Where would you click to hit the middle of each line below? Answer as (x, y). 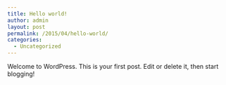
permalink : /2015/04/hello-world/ (58, 33)
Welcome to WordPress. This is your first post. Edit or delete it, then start (113, 66)
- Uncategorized (37, 46)
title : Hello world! (38, 14)
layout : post (26, 27)
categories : (25, 40)
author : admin (28, 20)
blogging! (21, 74)
